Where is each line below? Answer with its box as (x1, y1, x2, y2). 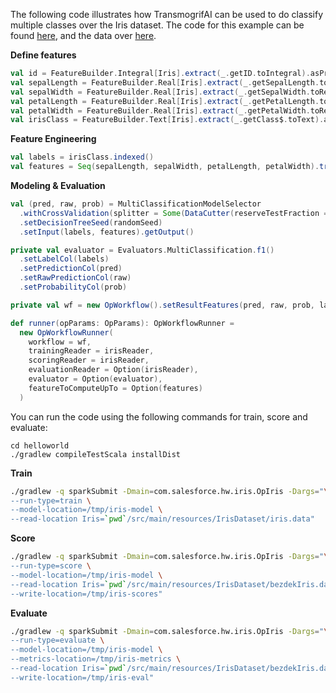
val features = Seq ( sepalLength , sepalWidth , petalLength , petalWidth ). (10, 162, 320, 172)
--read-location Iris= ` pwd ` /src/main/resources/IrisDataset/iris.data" (10, 514, 315, 524)
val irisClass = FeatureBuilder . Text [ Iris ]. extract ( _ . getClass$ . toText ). (10, 115, 325, 125)
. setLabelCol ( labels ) (19, 254, 110, 264)
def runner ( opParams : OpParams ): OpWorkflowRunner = (10, 318, 235, 328)
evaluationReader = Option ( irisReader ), (28, 365, 199, 375)
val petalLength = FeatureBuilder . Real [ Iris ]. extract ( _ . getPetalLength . (10, 96, 320, 106)
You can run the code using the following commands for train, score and (10, 410, 308, 423)
